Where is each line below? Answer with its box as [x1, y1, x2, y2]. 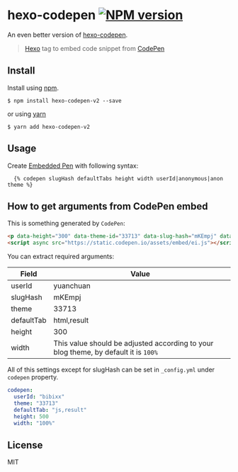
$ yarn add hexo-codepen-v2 [7, 123, 91, 130]
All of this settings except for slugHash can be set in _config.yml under [7, 365, 215, 374]
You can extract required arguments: [7, 252, 115, 261]
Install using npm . [7, 84, 59, 92]
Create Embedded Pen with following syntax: [7, 161, 139, 170]
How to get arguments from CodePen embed [7, 200, 208, 212]
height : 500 [13, 413, 50, 420]
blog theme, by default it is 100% [52, 347, 158, 357]
